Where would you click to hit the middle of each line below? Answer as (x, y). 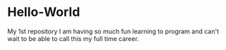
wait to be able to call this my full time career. (73, 38)
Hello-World (44, 12)
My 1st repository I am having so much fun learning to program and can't (113, 31)
